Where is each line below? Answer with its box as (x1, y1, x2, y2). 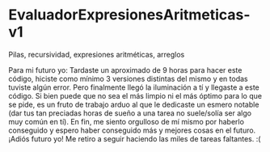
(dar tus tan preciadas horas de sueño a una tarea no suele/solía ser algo (8, 108, 252, 118)
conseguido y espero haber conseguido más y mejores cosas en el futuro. (8, 125, 256, 135)
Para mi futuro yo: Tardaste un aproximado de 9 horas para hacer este (8, 65, 243, 74)
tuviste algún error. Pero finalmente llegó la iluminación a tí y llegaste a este (8, 82, 260, 92)
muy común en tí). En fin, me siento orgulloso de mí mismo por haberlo (8, 116, 245, 126)
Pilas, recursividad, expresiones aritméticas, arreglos (8, 49, 185, 59)
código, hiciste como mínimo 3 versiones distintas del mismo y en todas (8, 74, 248, 83)
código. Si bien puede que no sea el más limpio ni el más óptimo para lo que (8, 91, 263, 100)
